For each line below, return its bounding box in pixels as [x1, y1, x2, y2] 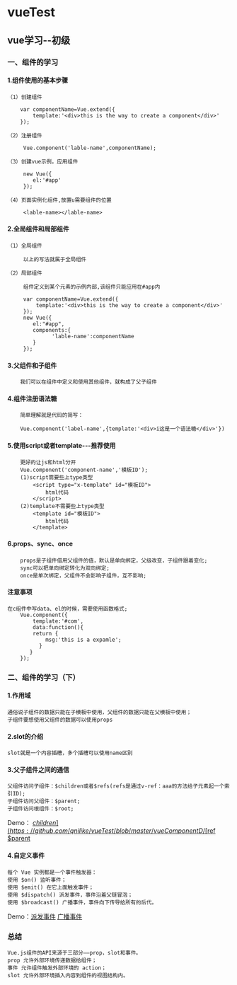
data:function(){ [33, 623, 83, 630]
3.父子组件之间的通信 [7, 765, 69, 773]
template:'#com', [33, 617, 83, 625]
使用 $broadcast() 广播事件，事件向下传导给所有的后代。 [7, 899, 158, 906]
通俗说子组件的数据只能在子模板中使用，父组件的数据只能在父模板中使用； [7, 709, 192, 716]
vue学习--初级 [7, 34, 71, 46]
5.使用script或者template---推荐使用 [7, 441, 116, 449]
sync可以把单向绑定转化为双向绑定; [20, 564, 110, 572]
